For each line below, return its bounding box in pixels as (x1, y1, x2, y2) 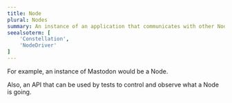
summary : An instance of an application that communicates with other (7, 23, 215, 30)
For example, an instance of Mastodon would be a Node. (7, 67, 168, 76)
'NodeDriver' (19, 42, 57, 49)
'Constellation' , (19, 36, 70, 43)
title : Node (7, 10, 41, 17)
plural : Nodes (7, 16, 48, 23)
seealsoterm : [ (7, 29, 51, 36)
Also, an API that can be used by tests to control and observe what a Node (7, 80, 220, 89)
